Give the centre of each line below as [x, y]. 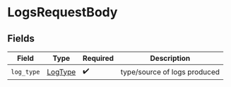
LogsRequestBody [63, 12]
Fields [21, 39]
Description [170, 58]
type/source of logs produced [170, 71]
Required [98, 58]
